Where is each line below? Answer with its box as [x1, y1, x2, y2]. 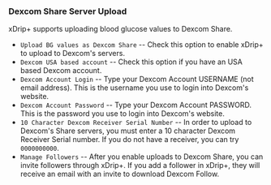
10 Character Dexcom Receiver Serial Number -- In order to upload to [19, 118, 252, 127]
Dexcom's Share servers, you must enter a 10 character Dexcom [19, 126, 236, 136]
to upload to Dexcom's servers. [19, 49, 126, 58]
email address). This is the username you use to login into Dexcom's [19, 83, 249, 92]
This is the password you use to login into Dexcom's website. [19, 109, 225, 118]
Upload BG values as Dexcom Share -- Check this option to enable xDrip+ [19, 40, 264, 49]
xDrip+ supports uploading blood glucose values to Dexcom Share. [8, 24, 233, 34]
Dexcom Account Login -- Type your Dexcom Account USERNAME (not [19, 75, 254, 84]
